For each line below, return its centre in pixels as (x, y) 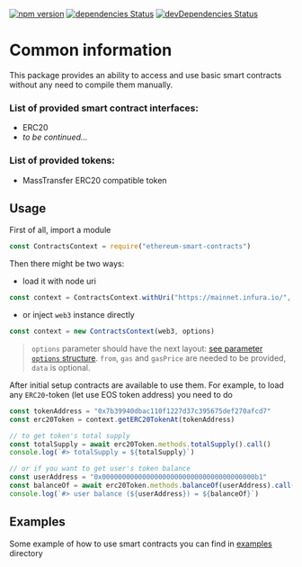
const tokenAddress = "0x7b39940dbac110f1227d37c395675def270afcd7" (140, 411)
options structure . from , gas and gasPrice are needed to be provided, (158, 358)
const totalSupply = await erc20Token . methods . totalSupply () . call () (140, 444)
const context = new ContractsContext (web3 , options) (112, 332)
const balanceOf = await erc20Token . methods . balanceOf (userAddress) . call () (154, 486)
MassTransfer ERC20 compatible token (95, 180)
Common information (91, 50)
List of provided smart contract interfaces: (104, 108)
